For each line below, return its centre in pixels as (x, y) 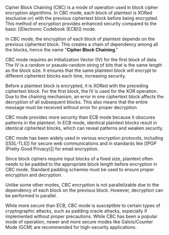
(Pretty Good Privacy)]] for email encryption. (52, 149)
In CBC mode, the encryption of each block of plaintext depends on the (80, 39)
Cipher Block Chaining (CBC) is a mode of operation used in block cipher (82, 7)
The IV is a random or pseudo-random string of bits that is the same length (84, 65)
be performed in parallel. (31, 195)
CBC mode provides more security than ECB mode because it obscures (80, 117)
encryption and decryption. (34, 175)
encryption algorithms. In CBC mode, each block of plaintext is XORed (79, 13)
